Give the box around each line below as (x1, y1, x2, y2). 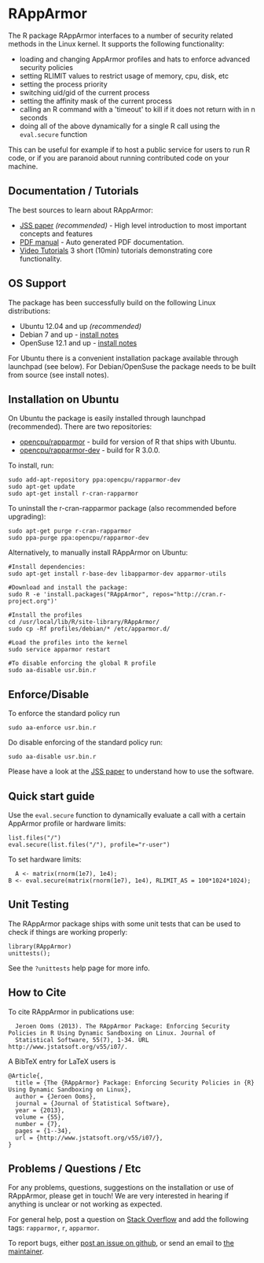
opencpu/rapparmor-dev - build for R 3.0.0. (19, 445, 160, 455)
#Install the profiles (8, 611, 82, 619)
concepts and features (19, 229, 93, 238)
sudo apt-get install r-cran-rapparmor (8, 489, 139, 498)
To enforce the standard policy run (8, 709, 120, 718)
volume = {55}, (15, 1113, 65, 1121)
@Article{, (8, 1072, 44, 1080)
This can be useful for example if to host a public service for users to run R (8, 145, 251, 154)
